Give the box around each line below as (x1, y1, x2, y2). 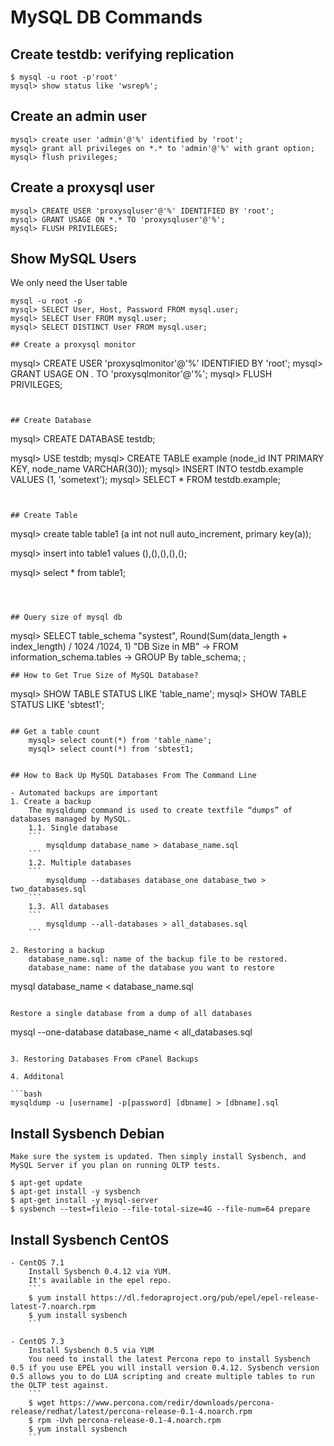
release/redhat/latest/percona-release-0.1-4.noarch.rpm (10, 1407, 253, 1417)
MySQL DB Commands (10, 6, 203, 29)
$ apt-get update (10, 1178, 83, 1188)
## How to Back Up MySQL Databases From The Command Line (10, 771, 257, 781)
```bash (10, 1089, 43, 1100)
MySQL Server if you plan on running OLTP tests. (10, 1161, 222, 1171)
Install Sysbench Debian (10, 1125, 165, 1142)
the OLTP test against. (10, 1381, 110, 1391)
